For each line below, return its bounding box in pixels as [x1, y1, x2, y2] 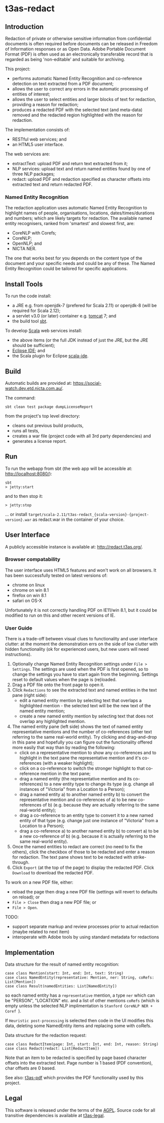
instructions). [5, 652, 32, 658]
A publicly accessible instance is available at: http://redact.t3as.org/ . [5, 544, 143, 549]
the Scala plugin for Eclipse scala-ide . [12, 353, 89, 359]
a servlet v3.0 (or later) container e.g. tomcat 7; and [12, 313, 117, 319]
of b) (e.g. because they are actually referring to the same [42, 802, 160, 808]
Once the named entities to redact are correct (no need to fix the [12, 844, 143, 850]
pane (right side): [12, 692, 47, 698]
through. [12, 860, 30, 865]
